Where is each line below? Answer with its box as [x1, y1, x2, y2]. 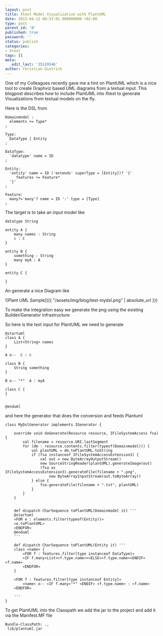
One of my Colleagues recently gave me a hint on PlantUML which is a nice [5, 80, 157, 86]
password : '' [5, 35, 32, 40]
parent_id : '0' [5, 26, 36, 30]
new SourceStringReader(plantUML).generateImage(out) [40, 461, 152, 466]
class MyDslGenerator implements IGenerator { [5, 422, 102, 427]
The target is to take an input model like [5, 209, 85, 215]
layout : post [5, 7, 32, 12]
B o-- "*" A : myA [5, 378, 45, 383]
